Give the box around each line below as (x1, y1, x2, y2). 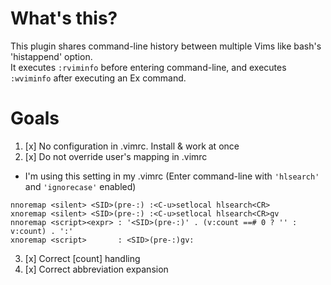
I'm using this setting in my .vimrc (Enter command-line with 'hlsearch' (24, 170, 320, 182)
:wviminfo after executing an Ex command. (10, 72, 187, 84)
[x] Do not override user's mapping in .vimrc (24, 150, 208, 162)
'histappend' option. (10, 50, 93, 62)
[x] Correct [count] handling (24, 252, 141, 264)
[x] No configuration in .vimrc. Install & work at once (24, 140, 240, 152)
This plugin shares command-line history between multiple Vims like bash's (10, 40, 322, 52)
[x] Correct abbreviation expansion (24, 263, 169, 275)
